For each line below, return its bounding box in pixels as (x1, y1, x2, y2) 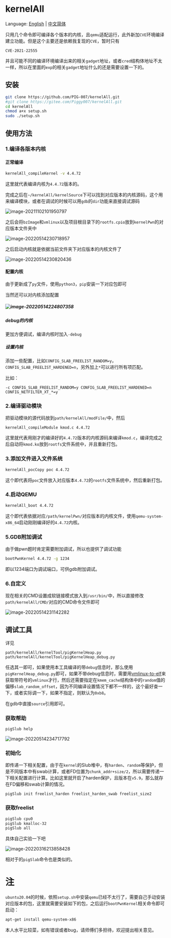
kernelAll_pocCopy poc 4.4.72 (5, 467, 70, 472)
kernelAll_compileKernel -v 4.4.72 (5, 171, 81, 176)
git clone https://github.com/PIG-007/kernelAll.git (5, 94, 120, 100)
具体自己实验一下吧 (5, 836, 46, 842)
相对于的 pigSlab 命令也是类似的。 (5, 856, 76, 862)
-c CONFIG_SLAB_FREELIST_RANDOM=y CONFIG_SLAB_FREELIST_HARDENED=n (5, 385, 152, 390)
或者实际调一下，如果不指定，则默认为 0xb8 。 (14, 689, 109, 696)
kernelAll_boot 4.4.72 (5, 503, 54, 508)
